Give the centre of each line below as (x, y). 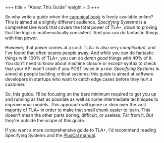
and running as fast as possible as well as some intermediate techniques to (82, 99)
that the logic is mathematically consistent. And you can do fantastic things (82, 33)
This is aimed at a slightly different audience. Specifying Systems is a (76, 22)
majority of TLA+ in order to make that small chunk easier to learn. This (78, 110)
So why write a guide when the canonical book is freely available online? (79, 17)
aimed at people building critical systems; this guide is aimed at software (79, 74)
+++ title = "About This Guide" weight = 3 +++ (53, 7)
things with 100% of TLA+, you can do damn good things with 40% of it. (79, 58)
